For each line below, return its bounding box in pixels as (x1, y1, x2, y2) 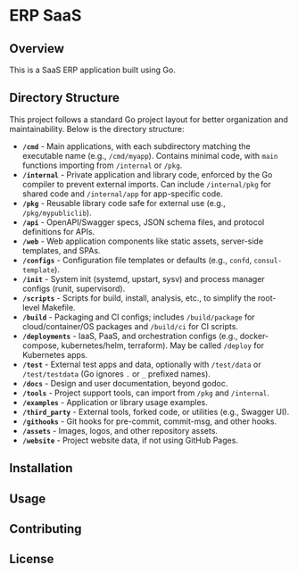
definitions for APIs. (21, 226, 95, 237)
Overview (9, 41, 65, 56)
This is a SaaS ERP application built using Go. (9, 64, 176, 75)
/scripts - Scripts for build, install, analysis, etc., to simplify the (21, 292, 256, 303)
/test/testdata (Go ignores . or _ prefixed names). (21, 368, 211, 379)
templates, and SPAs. (21, 245, 101, 255)
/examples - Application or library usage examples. (21, 396, 208, 407)
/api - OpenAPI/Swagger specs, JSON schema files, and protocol (21, 216, 265, 228)
